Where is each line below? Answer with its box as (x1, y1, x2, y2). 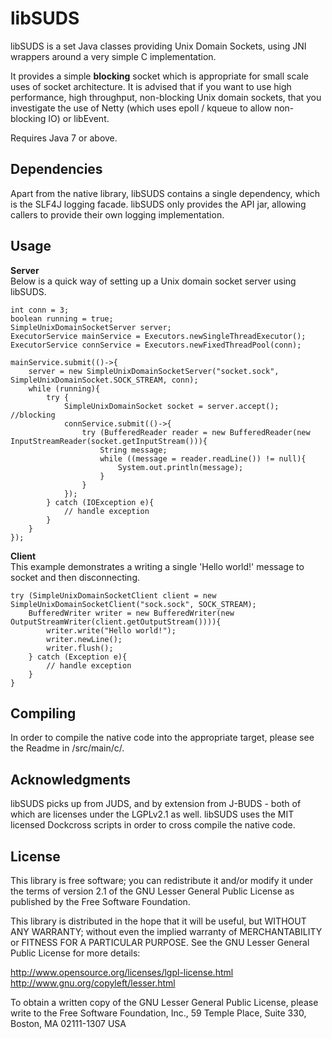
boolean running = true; (10, 313, 114, 324)
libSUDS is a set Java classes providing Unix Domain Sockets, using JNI (10, 40, 307, 52)
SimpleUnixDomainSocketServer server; (10, 322, 172, 332)
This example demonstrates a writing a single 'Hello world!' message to (10, 560, 305, 572)
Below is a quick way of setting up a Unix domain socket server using (10, 275, 297, 287)
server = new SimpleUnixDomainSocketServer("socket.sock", (28, 366, 280, 376)
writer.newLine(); (46, 634, 123, 644)
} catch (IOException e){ (46, 497, 155, 507)
